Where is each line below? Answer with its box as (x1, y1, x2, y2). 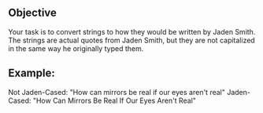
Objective (8, 6, 57, 20)
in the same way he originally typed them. (8, 43, 144, 53)
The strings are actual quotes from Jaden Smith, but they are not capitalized (8, 35, 256, 45)
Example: (8, 67, 55, 80)
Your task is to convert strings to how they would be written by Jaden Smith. (8, 27, 256, 36)
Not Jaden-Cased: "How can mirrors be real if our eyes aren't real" (8, 87, 226, 97)
